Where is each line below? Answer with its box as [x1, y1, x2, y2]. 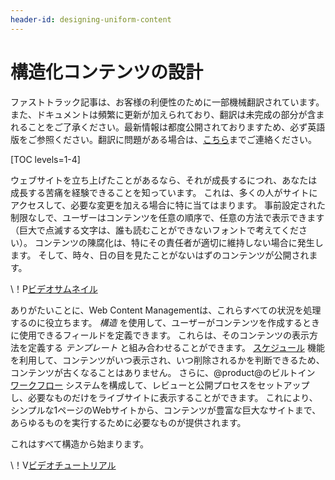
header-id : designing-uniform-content [10, 14, 172, 25]
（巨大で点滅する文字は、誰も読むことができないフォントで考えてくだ [10, 224, 299, 236]
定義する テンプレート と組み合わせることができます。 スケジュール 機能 [27, 341, 325, 353]
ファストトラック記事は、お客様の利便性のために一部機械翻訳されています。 [10, 96, 325, 108]
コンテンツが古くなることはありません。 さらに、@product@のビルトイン [10, 366, 316, 378]
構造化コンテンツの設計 [10, 61, 204, 83]
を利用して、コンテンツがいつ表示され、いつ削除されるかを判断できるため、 [10, 354, 325, 366]
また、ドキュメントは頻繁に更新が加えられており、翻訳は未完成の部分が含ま [10, 108, 325, 120]
